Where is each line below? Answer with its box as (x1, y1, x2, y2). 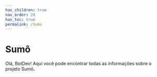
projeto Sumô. (5, 66, 35, 72)
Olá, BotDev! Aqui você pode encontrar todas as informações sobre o (5, 61, 152, 67)
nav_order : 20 (5, 12, 36, 17)
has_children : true (5, 7, 47, 13)
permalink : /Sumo (5, 21, 42, 27)
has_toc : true (5, 17, 36, 22)
